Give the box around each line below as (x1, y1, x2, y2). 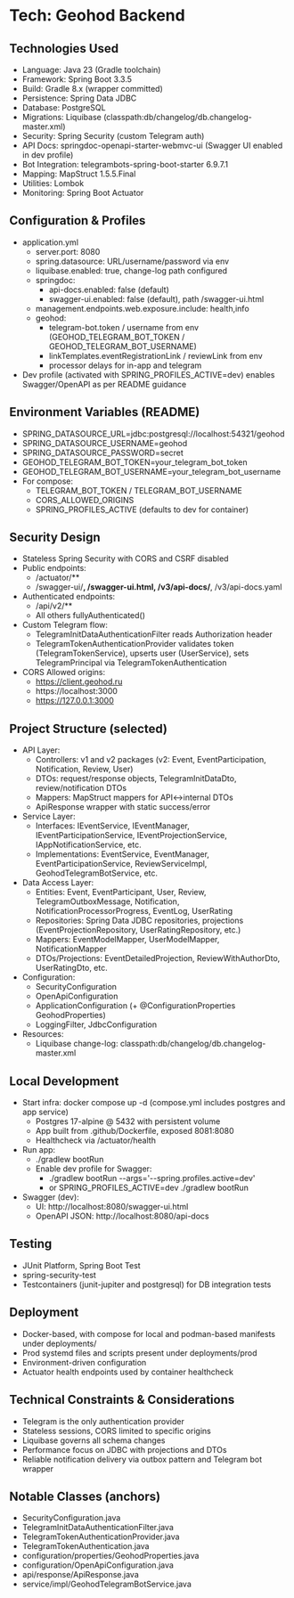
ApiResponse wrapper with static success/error (35, 802, 211, 812)
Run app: (21, 1145, 56, 1155)
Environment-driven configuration (21, 1357, 147, 1367)
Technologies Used (9, 41, 118, 56)
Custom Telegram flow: (21, 620, 109, 631)
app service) (21, 1106, 69, 1118)
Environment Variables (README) (9, 404, 200, 420)
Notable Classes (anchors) (9, 1488, 161, 1504)
